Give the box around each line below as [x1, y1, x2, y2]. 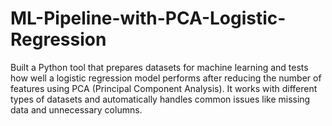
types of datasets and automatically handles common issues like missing [10, 93, 311, 105]
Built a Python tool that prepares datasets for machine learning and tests [10, 61, 309, 73]
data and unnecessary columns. [10, 103, 143, 116]
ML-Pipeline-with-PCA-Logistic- [10, 7, 287, 30]
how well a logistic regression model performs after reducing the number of [10, 72, 322, 84]
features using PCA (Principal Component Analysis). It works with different [10, 82, 318, 94]
